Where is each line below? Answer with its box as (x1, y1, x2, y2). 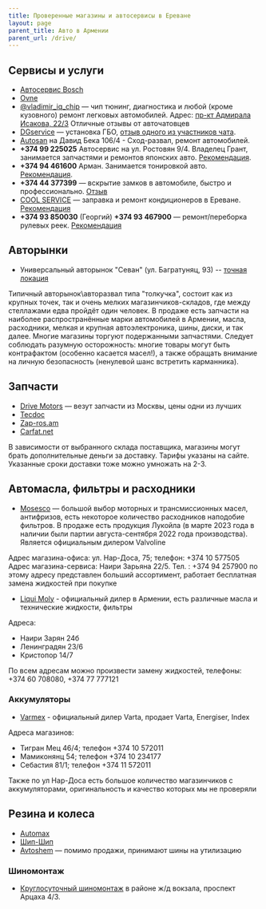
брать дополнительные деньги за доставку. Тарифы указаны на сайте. (8, 451, 250, 460)
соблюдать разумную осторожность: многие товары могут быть (8, 339, 230, 349)
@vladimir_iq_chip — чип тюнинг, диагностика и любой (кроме (19, 101, 233, 112)
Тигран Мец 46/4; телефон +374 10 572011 (19, 743, 164, 752)
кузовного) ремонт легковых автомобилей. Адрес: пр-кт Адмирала (19, 110, 252, 120)
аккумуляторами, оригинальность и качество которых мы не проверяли (8, 784, 257, 793)
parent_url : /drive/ (8, 34, 77, 42)
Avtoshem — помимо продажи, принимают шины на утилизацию (19, 845, 242, 855)
